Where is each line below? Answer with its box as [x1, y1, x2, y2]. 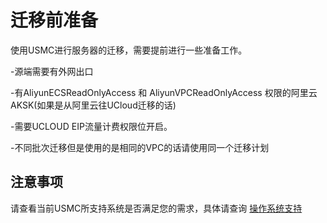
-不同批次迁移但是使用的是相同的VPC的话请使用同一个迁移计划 [10, 141, 270, 153]
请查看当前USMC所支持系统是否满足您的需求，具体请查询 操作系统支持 [10, 202, 303, 214]
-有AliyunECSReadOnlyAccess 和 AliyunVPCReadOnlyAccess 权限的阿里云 [10, 86, 318, 98]
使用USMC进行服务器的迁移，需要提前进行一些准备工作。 [10, 44, 248, 56]
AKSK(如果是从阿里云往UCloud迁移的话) [10, 99, 177, 111]
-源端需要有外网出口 [10, 65, 94, 77]
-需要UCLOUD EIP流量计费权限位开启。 [10, 120, 173, 132]
